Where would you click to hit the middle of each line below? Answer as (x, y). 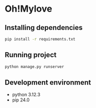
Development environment (48, 82)
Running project (31, 55)
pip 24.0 (21, 100)
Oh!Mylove (28, 9)
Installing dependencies (44, 28)
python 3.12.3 (26, 95)
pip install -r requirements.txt (40, 39)
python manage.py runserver (35, 66)
